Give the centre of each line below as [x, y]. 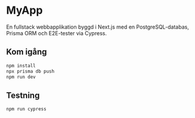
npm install [21, 66]
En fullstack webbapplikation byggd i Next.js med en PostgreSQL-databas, [97, 27]
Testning [23, 95]
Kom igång [27, 52]
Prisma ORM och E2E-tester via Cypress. [57, 33]
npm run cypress [26, 109]
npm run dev [21, 77]
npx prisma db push [30, 71]
